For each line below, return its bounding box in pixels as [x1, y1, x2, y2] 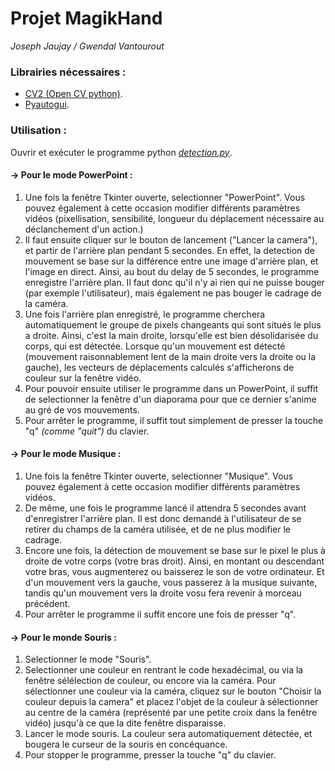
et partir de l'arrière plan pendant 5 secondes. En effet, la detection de [24, 244, 315, 256]
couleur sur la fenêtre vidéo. [24, 372, 142, 384]
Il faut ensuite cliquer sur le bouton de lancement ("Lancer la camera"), [24, 233, 318, 246]
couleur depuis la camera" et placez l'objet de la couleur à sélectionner [24, 696, 319, 708]
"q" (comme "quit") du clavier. [24, 425, 150, 437]
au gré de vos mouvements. [24, 403, 140, 416]
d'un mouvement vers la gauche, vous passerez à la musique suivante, [24, 576, 318, 588]
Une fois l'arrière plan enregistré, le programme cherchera [24, 308, 266, 320]
